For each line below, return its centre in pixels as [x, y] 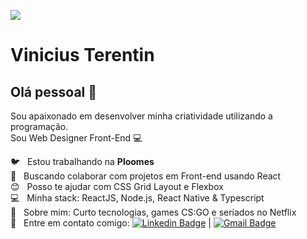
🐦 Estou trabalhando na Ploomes [82, 161]
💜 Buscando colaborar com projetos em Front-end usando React [146, 176]
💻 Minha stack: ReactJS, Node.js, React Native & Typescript [137, 198]
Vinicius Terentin [82, 55]
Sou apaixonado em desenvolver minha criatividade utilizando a [141, 116]
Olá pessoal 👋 [54, 91]
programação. [39, 126]
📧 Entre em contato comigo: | [111, 223]
